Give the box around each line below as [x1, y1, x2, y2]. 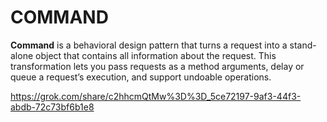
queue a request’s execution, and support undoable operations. [10, 71, 272, 83]
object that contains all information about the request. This [35, 49, 277, 61]
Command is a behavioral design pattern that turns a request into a [10, 39, 288, 51]
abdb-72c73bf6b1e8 [10, 101, 95, 113]
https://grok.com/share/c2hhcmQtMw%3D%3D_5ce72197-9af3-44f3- [10, 90, 302, 102]
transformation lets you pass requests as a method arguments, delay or [10, 60, 305, 72]
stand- [289, 39, 317, 51]
